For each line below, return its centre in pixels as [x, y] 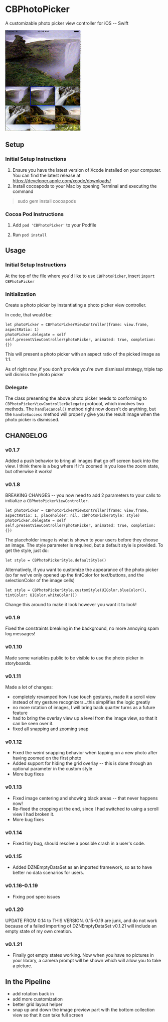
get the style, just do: [27, 550]
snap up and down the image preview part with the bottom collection [83, 1009]
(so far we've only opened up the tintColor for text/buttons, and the [74, 575]
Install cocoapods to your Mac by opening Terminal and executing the [85, 186]
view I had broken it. [33, 814]
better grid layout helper [37, 1004]
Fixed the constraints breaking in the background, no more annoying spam [82, 628]
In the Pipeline [28, 982]
